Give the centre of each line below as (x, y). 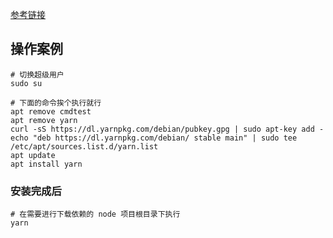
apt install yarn (46, 164)
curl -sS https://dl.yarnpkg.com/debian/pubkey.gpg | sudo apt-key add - (167, 129)
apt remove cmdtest (51, 111)
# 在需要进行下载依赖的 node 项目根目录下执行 (95, 214)
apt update (33, 155)
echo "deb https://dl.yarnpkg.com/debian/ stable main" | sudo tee (154, 138)
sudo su (26, 83)
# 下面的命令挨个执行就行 (56, 103)
